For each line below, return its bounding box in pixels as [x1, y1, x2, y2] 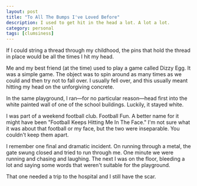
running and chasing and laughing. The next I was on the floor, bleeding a [6, 155, 185, 162]
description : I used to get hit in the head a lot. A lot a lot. [6, 19, 170, 25]
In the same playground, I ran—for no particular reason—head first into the [6, 95, 188, 102]
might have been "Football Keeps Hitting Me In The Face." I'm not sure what [6, 119, 191, 126]
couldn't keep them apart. [6, 131, 69, 139]
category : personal [6, 25, 54, 31]
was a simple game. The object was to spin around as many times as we [6, 71, 182, 78]
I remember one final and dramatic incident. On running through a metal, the [6, 143, 191, 150]
